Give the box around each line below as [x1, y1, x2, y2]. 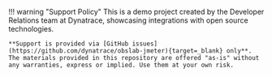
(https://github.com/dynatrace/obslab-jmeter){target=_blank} [8, 47, 223, 55]
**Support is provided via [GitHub [8, 40, 129, 48]
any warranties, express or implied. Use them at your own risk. [8, 61, 234, 69]
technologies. [8, 24, 54, 33]
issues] [132, 40, 158, 48]
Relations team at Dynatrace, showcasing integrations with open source [8, 15, 249, 25]
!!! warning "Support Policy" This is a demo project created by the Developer [8, 7, 265, 16]
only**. [226, 47, 253, 55]
